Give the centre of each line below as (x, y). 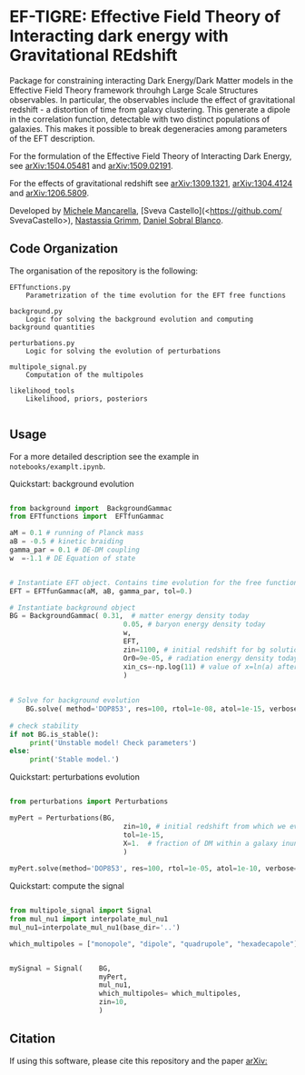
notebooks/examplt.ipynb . (58, 466)
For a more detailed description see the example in (104, 456)
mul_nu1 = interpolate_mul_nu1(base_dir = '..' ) (95, 927)
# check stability (44, 726)
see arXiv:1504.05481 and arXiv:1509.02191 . (92, 165)
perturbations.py (42, 343)
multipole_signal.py (49, 367)
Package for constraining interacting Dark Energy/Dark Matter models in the (151, 80)
